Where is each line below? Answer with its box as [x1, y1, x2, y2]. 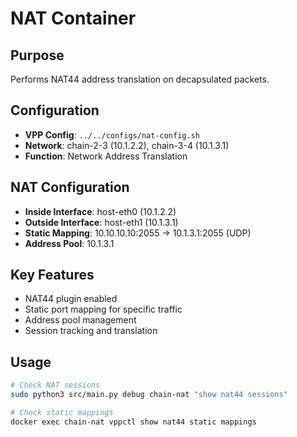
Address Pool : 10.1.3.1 [24, 237, 115, 249]
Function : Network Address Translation [24, 150, 188, 162]
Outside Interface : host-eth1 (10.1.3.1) [24, 216, 179, 228]
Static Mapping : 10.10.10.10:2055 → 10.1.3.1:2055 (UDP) [24, 227, 252, 239]
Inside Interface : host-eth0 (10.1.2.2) [24, 205, 177, 217]
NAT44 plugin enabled [24, 293, 118, 305]
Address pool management [24, 314, 137, 326]
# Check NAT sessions [10, 380, 101, 391]
